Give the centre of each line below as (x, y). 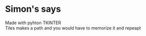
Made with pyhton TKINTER (33, 23)
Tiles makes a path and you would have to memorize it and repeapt (73, 28)
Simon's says (33, 9)
